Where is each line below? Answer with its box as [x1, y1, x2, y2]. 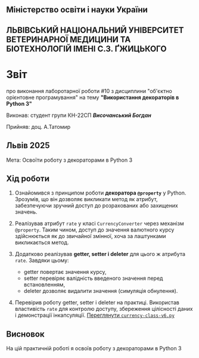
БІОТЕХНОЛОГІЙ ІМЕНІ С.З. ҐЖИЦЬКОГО [6, 44, 167, 54]
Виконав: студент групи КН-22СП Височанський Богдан [6, 112, 152, 119]
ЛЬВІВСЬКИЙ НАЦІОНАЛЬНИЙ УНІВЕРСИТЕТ [6, 25, 184, 35]
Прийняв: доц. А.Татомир [6, 123, 71, 130]
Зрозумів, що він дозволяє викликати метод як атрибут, [14, 196, 158, 203]
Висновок [6, 329, 45, 339]
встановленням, [23, 281, 66, 288]
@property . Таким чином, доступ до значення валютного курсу [14, 226, 175, 233]
